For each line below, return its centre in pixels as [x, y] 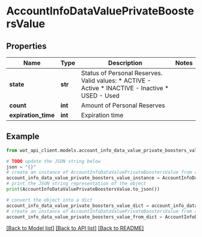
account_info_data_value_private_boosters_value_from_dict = [84, 217]
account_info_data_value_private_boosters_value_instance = [83, 178]
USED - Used [100, 96]
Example [23, 137]
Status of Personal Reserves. [122, 73]
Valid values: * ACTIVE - [116, 81]
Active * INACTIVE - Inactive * [125, 88]
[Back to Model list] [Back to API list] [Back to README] [75, 228]
